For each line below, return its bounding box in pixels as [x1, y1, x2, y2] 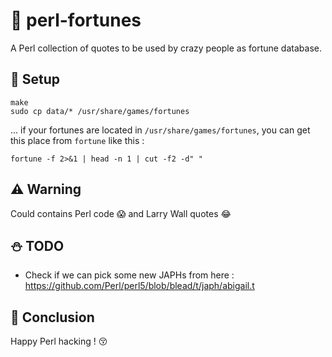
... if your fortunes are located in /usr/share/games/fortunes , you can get [10, 124, 311, 136]
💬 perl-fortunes [10, 9, 142, 32]
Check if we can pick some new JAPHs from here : [24, 269, 235, 281]
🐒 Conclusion [10, 309, 95, 326]
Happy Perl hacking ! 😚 [10, 335, 108, 348]
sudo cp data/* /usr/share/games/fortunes [10, 106, 190, 116]
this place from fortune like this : [10, 134, 145, 146]
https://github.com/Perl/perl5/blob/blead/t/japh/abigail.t [24, 280, 255, 292]
